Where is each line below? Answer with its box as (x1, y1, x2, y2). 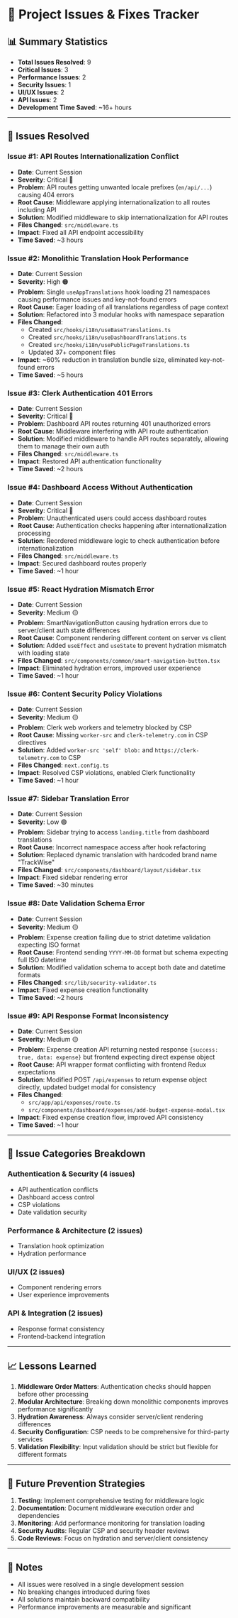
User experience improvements (17, 1291, 110, 1299)
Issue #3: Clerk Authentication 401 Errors (7, 388, 154, 398)
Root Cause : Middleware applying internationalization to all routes (17, 198, 210, 207)
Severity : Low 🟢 (17, 818, 67, 826)
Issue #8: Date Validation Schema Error (7, 898, 145, 908)
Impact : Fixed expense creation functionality (17, 986, 149, 994)
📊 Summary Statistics (7, 35, 108, 48)
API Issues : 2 (17, 96, 57, 104)
